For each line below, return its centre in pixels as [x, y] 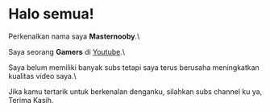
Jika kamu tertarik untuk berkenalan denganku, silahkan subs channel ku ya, [135, 91]
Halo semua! [51, 14]
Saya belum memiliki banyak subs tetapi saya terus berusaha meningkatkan [134, 67]
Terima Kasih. [31, 100]
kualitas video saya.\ [42, 76]
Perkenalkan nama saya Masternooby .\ [74, 36]
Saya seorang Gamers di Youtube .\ [67, 51]
